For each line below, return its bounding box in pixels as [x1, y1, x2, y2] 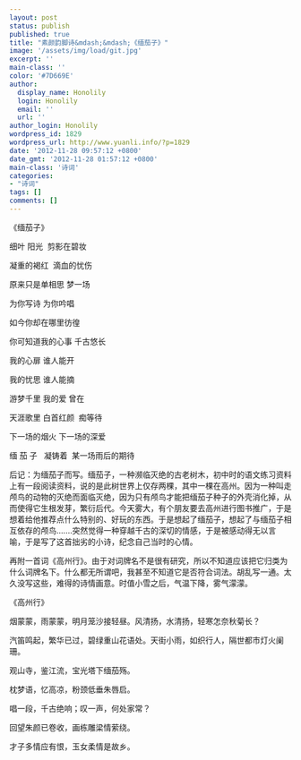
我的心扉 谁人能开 [9, 354, 74, 365]
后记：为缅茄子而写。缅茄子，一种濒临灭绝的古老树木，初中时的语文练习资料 [9, 469, 292, 480]
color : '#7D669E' [9, 72, 74, 81]
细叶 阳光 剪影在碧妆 [9, 241, 87, 252]
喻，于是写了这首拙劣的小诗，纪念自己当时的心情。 [9, 536, 198, 547]
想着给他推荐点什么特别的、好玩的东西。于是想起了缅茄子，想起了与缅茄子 [9, 514, 284, 525]
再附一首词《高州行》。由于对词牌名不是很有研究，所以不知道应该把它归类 [9, 555, 280, 566]
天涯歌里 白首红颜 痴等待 [9, 412, 103, 423]
